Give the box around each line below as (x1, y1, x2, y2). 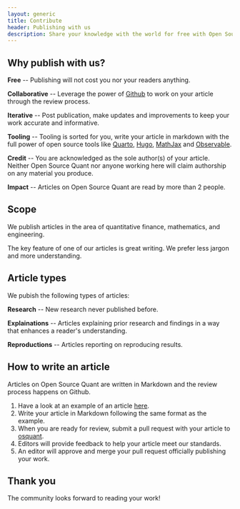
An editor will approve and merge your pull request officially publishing (17, 447, 226, 455)
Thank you (7, 475, 56, 487)
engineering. (7, 230, 45, 238)
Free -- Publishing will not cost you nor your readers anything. (7, 76, 191, 84)
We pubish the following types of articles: (7, 291, 130, 300)
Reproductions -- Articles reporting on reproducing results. (7, 340, 184, 348)
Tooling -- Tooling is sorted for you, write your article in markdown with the (7, 133, 230, 141)
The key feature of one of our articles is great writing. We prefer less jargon (7, 243, 230, 252)
